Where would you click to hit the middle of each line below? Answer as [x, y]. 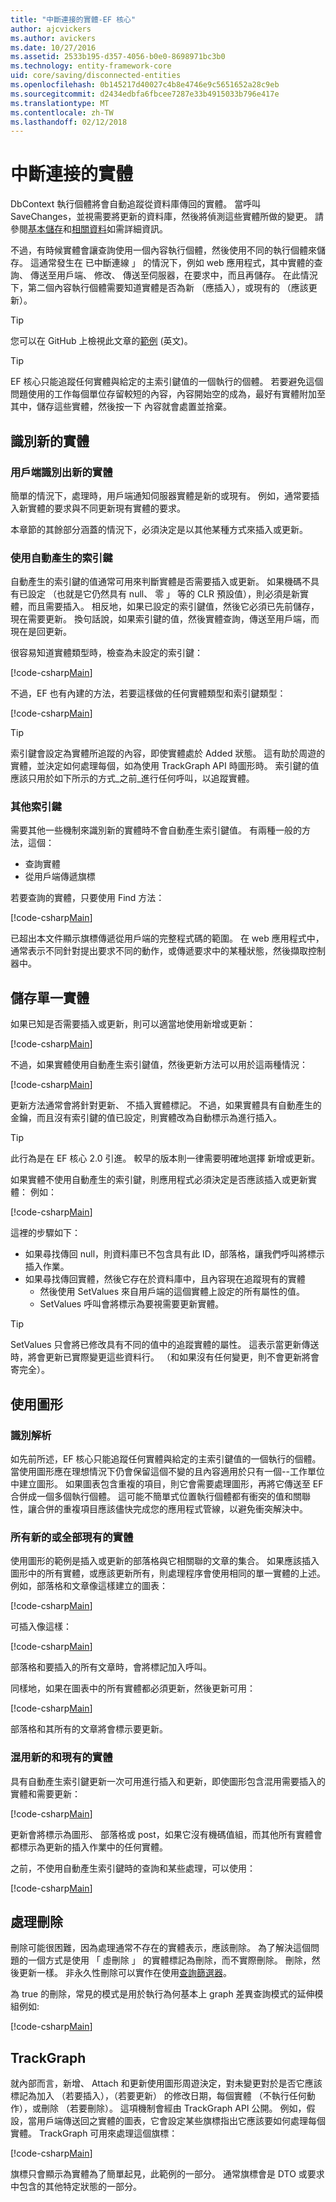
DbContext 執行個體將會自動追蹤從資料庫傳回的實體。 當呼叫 [136, 204]
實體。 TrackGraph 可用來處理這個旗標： [94, 2133]
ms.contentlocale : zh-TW [62, 112]
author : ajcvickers [51, 29]
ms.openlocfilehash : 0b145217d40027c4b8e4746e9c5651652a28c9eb [145, 85]
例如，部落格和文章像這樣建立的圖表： [89, 1586]
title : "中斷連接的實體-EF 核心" [73, 19]
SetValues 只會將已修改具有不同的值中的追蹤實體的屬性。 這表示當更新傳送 [165, 1345]
